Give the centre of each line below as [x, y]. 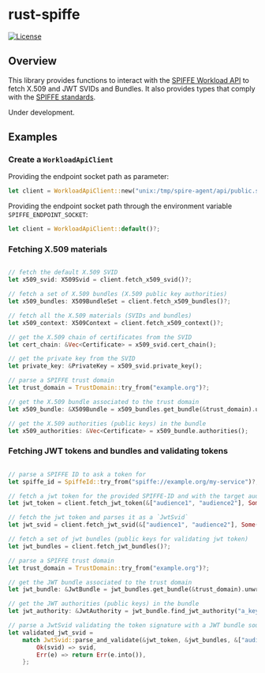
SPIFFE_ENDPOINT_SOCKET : [48, 215]
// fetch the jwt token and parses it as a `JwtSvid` [99, 518]
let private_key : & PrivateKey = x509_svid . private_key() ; [105, 366]
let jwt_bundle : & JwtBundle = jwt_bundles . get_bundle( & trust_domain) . [127, 589]
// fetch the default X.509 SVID [63, 273]
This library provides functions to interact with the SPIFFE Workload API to [129, 80]
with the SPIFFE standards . [52, 97]
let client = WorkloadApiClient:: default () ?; [84, 229]
